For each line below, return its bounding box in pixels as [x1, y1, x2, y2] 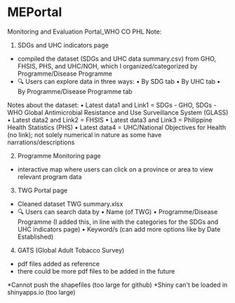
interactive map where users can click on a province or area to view [17, 165, 214, 174]
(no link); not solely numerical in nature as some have [7, 130, 162, 139]
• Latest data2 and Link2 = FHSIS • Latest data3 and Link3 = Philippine [7, 115, 213, 124]
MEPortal [7, 4, 62, 20]
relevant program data [17, 172, 82, 181]
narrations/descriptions [7, 138, 75, 146]
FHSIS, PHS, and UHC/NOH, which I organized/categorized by [17, 62, 198, 70]
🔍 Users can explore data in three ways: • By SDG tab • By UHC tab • [17, 77, 221, 85]
